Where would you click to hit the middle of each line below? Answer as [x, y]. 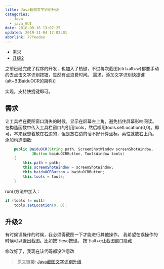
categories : [17, 14]
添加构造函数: [19, 140]
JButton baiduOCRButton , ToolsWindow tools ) [78, 154]
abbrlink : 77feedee [25, 38]
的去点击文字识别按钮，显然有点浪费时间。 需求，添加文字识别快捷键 [75, 75]
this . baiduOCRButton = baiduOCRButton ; [64, 172]
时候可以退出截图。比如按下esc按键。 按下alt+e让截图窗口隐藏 [69, 241]
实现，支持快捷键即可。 [29, 91]
